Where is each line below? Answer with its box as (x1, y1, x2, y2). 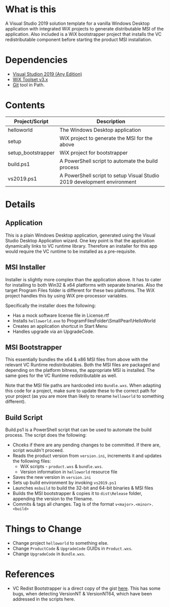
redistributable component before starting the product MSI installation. (5, 36, 152, 43)
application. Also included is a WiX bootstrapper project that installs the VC (5, 31, 162, 37)
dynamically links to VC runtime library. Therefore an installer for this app (5, 243, 158, 249)
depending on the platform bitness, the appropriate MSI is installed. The (5, 367, 155, 373)
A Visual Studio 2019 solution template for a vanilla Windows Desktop (5, 20, 150, 26)
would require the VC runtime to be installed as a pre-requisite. (5, 248, 137, 254)
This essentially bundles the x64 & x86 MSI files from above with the (5, 356, 148, 363)
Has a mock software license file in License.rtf (12, 312, 109, 318)
